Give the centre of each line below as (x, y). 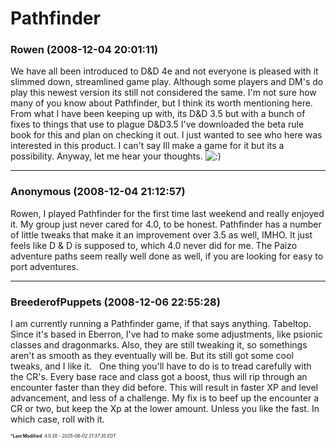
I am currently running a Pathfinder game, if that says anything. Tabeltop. (161, 324)
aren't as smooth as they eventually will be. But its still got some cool (152, 356)
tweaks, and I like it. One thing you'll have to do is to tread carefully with (161, 366)
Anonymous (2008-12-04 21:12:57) (98, 192)
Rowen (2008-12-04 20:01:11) (84, 50)
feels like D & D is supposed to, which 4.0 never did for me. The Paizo (154, 245)
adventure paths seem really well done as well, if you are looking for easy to (167, 256)
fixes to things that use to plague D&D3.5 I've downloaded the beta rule (157, 124)
